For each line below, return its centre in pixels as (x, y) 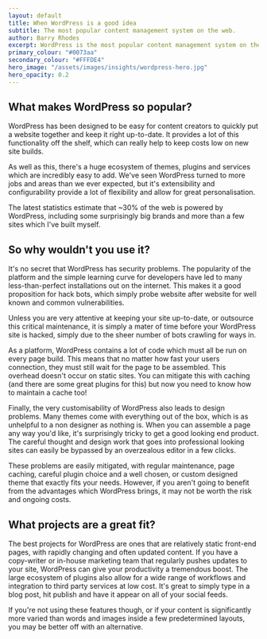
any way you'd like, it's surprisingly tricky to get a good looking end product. (133, 434)
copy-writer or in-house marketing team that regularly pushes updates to (128, 561)
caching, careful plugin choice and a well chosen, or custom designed (123, 474)
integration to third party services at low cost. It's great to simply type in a (129, 586)
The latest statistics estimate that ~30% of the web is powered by (116, 208)
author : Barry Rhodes (44, 38)
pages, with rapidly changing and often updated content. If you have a (123, 552)
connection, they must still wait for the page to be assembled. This (117, 368)
